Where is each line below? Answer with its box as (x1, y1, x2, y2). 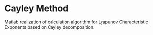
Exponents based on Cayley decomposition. (4, 24, 95, 30)
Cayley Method (4, 3, 69, 14)
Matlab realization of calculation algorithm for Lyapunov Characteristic (4, 19, 148, 25)
